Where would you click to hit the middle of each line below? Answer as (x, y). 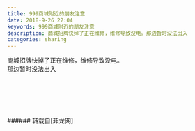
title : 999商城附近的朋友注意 (46, 14)
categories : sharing (37, 40)
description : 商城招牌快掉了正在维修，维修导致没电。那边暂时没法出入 (97, 33)
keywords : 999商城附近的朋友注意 (51, 26)
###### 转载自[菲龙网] (40, 121)
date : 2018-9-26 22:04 (40, 20)
